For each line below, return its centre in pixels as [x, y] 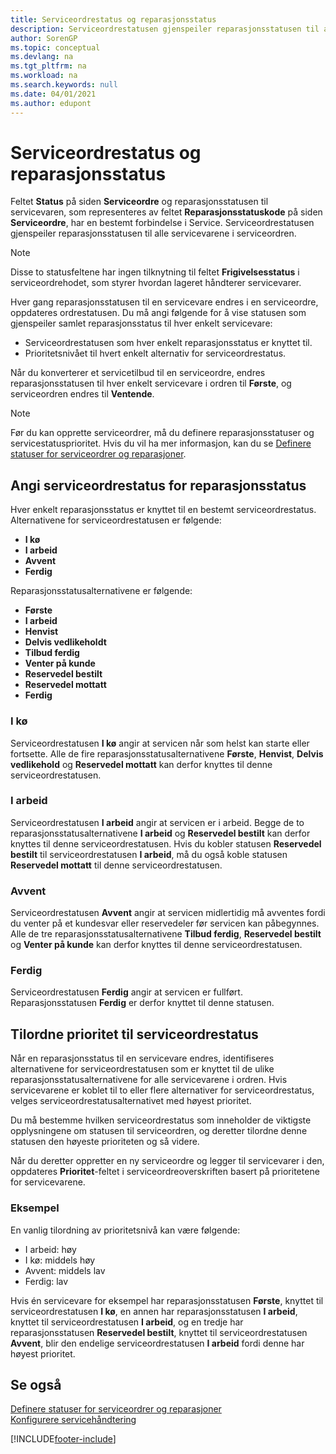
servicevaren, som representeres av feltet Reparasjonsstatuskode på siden [166, 212]
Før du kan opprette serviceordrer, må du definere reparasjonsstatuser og [162, 433]
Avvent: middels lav [65, 1270]
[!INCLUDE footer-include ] [63, 1439]
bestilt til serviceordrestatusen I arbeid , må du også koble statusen [149, 854]
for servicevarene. [48, 1182]
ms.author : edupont [51, 103]
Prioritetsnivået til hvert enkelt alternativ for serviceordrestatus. [155, 353]
